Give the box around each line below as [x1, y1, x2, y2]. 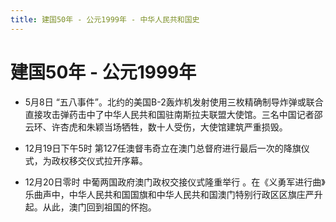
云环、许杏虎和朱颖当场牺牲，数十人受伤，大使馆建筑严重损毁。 [24, 121, 288, 133]
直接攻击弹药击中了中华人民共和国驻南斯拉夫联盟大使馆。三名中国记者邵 [24, 108, 323, 120]
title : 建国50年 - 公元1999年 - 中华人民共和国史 [10, 14, 200, 25]
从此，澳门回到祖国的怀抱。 [42, 201, 157, 213]
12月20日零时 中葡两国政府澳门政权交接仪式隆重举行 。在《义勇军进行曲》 [24, 176, 326, 188]
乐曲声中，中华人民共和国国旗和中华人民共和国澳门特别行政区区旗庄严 [24, 188, 315, 200]
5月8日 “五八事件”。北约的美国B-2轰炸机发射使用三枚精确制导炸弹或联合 [24, 96, 324, 108]
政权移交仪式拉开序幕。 [51, 154, 148, 166]
